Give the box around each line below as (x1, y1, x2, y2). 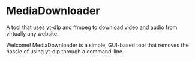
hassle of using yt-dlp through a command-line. (6, 47, 124, 54)
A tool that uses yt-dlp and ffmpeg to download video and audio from (6, 24, 178, 31)
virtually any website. (6, 30, 59, 37)
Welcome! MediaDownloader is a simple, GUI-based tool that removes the (6, 41, 189, 49)
